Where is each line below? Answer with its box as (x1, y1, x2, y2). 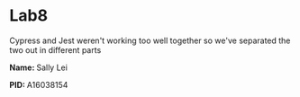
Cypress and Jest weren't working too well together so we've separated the (9, 35, 291, 46)
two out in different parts (9, 44, 102, 55)
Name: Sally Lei (9, 62, 68, 73)
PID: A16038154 (9, 79, 68, 90)
